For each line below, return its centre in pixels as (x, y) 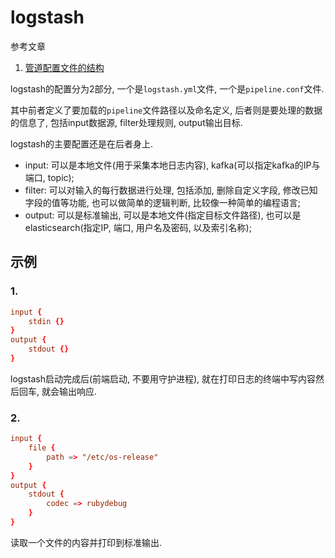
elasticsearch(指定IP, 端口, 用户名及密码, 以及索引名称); (138, 227)
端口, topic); (49, 177)
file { (42, 448)
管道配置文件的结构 (64, 67)
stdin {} (46, 321)
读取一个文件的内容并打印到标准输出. (86, 542)
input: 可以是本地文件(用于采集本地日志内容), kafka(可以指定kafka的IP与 (172, 165)
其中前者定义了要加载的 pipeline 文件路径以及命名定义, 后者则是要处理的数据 (166, 110)
